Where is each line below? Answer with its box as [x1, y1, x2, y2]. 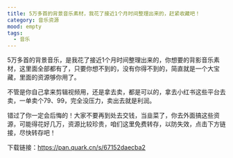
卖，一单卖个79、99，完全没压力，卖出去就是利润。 [7, 96, 156, 105]
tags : [7, 29, 23, 37]
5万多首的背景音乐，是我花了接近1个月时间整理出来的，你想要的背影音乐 [7, 56, 214, 64]
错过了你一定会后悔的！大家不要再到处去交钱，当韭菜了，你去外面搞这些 [7, 112, 214, 120]
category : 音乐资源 [7, 17, 60, 24]
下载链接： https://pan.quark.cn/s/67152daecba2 [7, 143, 146, 152]
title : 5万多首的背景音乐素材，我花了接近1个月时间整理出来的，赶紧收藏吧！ [7, 10, 200, 17]
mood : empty [7, 23, 42, 30]
